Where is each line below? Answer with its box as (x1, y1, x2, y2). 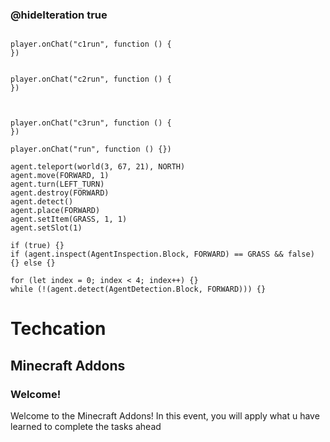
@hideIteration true (10, 8, 108, 22)
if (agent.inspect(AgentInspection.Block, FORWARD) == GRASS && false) (10, 249, 315, 260)
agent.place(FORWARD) (10, 206, 101, 216)
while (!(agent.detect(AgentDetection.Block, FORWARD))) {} (10, 284, 267, 295)
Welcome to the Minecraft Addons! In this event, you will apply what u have (10, 410, 320, 422)
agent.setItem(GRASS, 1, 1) (10, 214, 128, 225)
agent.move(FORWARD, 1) (10, 171, 110, 181)
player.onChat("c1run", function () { (10, 39, 172, 50)
